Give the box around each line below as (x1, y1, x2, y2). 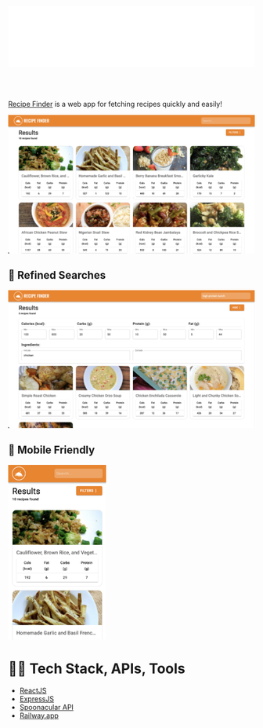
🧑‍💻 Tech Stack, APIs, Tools (8, 660, 186, 677)
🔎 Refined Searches (8, 269, 106, 282)
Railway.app (19, 711, 59, 720)
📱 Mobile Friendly (8, 444, 95, 457)
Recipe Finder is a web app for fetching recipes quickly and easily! (8, 100, 223, 109)
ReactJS (19, 686, 47, 695)
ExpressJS (19, 693, 55, 704)
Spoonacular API (19, 702, 74, 712)
